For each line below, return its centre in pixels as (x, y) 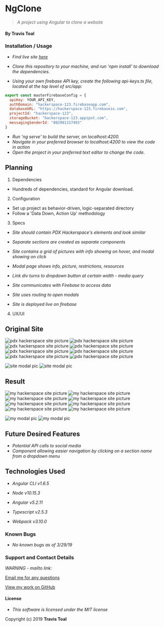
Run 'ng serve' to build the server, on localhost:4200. (66, 136)
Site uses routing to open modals (46, 295)
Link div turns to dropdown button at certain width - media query (78, 275)
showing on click (29, 256)
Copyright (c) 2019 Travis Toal (36, 619)
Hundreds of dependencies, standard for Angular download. (73, 189)
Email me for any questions (33, 578)
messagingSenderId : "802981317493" (46, 123)
